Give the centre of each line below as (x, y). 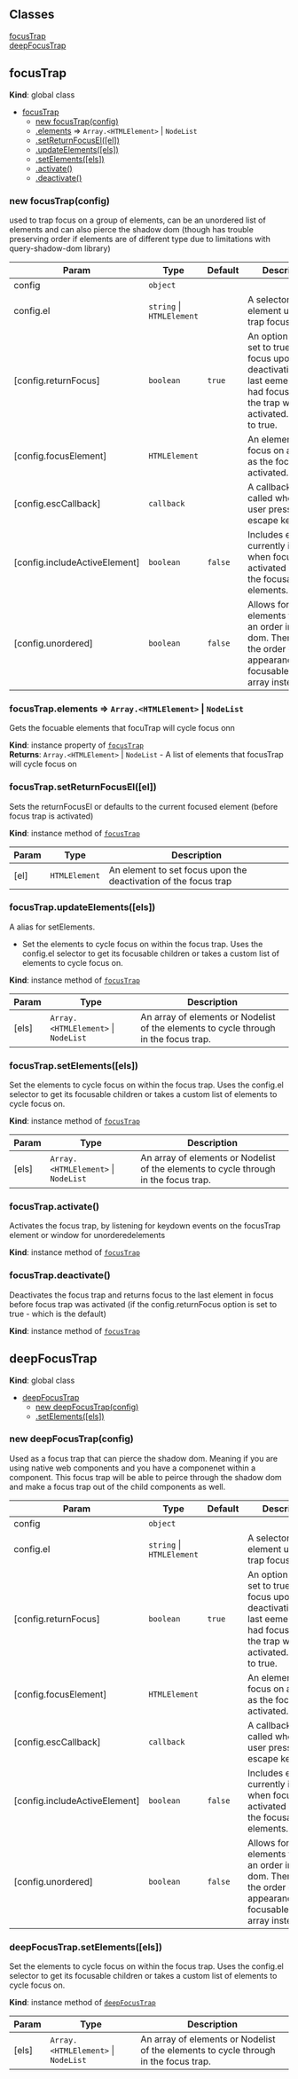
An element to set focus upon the (178, 870)
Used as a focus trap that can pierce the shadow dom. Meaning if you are (143, 1458)
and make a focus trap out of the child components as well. (118, 1487)
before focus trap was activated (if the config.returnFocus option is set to (143, 1304)
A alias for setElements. (52, 927)
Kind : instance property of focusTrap (77, 745)
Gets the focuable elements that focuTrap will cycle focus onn (122, 728)
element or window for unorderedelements (87, 1236)
